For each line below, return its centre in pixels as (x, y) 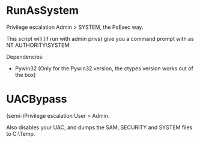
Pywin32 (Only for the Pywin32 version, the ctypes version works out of (104, 68)
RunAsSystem (43, 11)
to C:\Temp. (21, 133)
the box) (25, 75)
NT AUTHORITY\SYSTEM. (38, 45)
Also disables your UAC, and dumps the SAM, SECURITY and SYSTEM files (99, 127)
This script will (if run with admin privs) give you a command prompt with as (100, 38)
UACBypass (37, 99)
